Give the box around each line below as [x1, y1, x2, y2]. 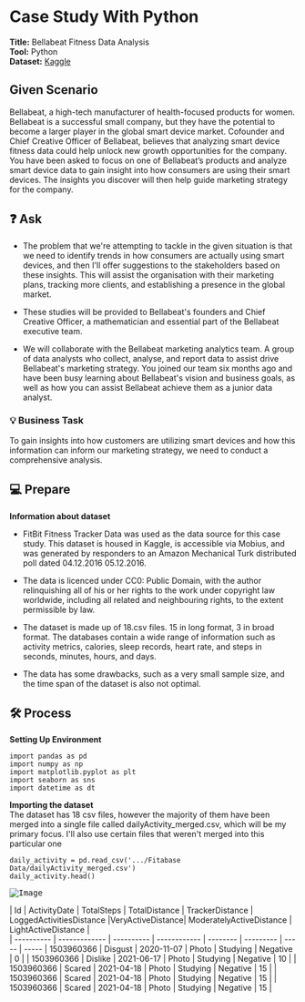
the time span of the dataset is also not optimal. [22, 678, 202, 689]
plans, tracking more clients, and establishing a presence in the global [22, 279, 285, 290]
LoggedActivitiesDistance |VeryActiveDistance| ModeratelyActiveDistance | [9, 915, 293, 925]
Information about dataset [9, 510, 111, 521]
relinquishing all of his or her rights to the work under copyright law [22, 585, 276, 596]
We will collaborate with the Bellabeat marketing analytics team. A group [22, 343, 295, 354]
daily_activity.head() [9, 872, 96, 881]
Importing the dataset [9, 800, 94, 811]
